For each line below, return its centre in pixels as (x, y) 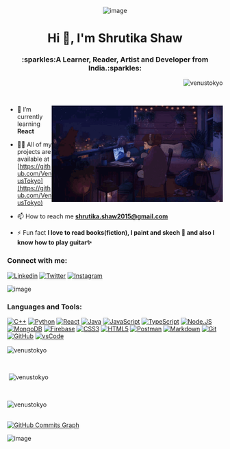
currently (30, 117)
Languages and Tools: (44, 307)
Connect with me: (37, 261)
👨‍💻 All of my (34, 144)
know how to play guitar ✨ (54, 242)
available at (33, 159)
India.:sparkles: (115, 68)
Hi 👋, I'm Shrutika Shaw (115, 38)
